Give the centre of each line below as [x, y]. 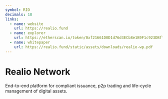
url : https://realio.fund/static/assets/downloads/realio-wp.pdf [84, 47]
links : [12, 19]
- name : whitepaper [30, 42]
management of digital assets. [36, 91]
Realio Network [38, 72]
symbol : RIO [17, 10]
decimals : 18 [19, 14]
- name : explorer [28, 33]
